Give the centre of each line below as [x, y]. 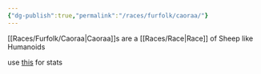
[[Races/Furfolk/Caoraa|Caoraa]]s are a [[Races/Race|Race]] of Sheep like [130, 38]
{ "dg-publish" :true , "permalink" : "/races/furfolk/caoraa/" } [108, 16]
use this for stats [35, 62]
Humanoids [26, 47]
